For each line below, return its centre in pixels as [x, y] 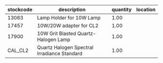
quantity [122, 9]
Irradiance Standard [60, 54]
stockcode [20, 9]
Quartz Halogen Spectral [65, 47]
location [146, 9]
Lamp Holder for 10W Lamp [69, 18]
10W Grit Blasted [57, 33]
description [72, 9]
